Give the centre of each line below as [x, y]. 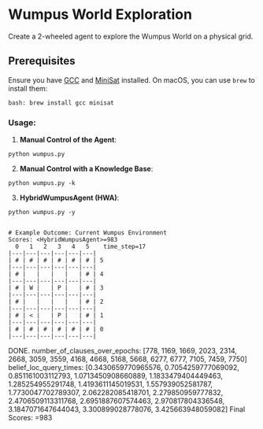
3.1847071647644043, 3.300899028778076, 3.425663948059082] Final [127, 409]
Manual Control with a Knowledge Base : [86, 169]
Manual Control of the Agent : [68, 140]
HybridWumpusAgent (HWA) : [69, 198]
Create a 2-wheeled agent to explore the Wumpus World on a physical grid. [131, 36]
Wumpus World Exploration [100, 15]
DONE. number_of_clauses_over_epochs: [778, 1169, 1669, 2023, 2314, [123, 351]
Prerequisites [42, 61]
